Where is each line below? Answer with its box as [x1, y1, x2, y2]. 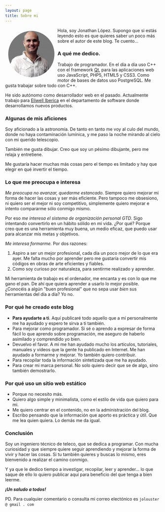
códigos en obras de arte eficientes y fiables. [12, 261, 104, 267]
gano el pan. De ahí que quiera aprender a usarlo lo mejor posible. [5, 281, 139, 287]
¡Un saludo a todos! [5, 486, 46, 492]
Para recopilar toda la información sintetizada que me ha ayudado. [12, 357, 147, 363]
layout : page [5, 8, 32, 13]
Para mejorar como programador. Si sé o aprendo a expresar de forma [12, 326, 155, 331]
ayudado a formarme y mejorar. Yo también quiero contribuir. [12, 352, 136, 358]
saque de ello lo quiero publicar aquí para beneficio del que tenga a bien [5, 471, 152, 477]
